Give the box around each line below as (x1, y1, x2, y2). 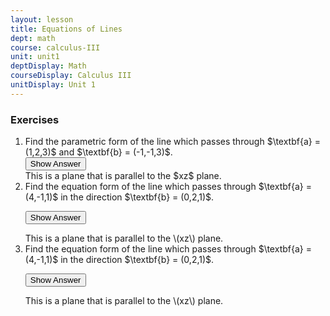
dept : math (10, 33, 56, 43)
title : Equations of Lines (10, 24, 123, 34)
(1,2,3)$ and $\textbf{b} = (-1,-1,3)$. (24, 146, 173, 158)
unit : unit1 (10, 52, 60, 62)
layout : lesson (10, 14, 74, 25)
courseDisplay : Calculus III (10, 71, 132, 81)
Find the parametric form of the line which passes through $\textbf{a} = (24, 136, 321, 148)
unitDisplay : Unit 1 (10, 80, 97, 90)
